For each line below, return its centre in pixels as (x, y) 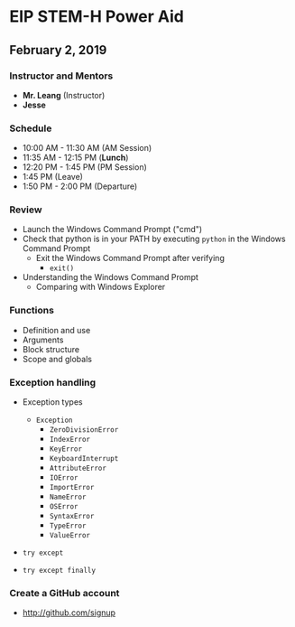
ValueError (69, 536)
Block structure (51, 349)
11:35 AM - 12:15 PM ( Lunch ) (75, 158)
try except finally (59, 571)
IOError (64, 478)
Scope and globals (57, 359)
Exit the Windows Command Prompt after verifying (130, 258)
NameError (68, 497)
